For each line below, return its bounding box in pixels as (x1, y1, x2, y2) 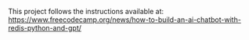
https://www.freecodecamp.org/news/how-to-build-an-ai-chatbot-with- (8, 15, 241, 24)
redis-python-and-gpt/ (8, 24, 82, 32)
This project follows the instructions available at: (8, 7, 164, 16)
